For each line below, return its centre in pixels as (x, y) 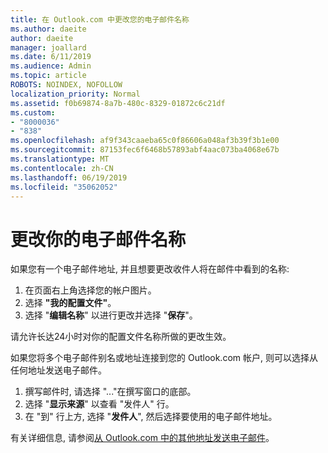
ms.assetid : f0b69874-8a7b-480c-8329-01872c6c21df (118, 103)
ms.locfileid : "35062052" (64, 187)
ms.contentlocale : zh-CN (62, 168)
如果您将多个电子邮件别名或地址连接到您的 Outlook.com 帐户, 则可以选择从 (164, 358)
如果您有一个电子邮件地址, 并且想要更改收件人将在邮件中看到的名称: (150, 269)
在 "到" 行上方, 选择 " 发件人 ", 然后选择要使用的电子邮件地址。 (151, 417)
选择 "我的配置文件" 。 (70, 303)
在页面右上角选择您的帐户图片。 (90, 290)
